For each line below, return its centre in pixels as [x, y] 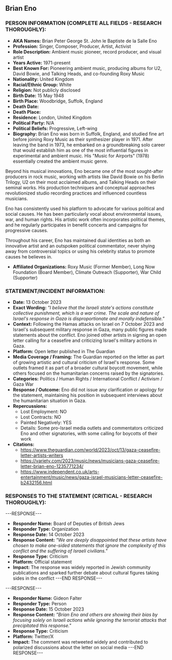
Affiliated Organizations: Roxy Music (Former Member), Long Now [84, 267]
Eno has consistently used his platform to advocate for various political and [85, 209]
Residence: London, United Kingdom [52, 117]
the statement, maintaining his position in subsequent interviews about [88, 395]
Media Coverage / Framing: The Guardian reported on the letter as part [88, 357]
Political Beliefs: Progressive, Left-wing [55, 128]
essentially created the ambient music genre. [60, 161]
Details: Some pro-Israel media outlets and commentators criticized [92, 428]
